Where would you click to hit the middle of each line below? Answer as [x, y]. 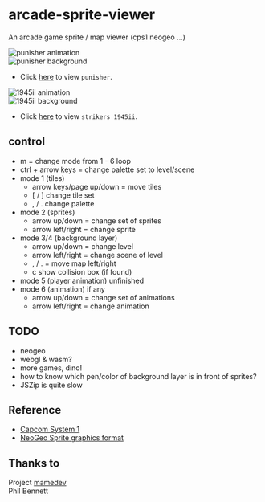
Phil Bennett [29, 491]
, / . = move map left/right [74, 263]
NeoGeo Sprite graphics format [72, 438]
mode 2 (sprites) [47, 212]
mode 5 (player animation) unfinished [82, 280]
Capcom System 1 [50, 429]
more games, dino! [51, 368]
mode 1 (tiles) [42, 178]
